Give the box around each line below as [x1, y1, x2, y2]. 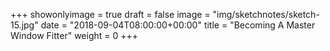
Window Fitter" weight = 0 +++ [10, 30, 139, 41]
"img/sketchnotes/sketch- [212, 9, 320, 20]
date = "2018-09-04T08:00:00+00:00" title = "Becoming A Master [40, 19, 316, 31]
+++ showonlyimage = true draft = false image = [10, 9, 211, 20]
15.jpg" [10, 19, 39, 31]
